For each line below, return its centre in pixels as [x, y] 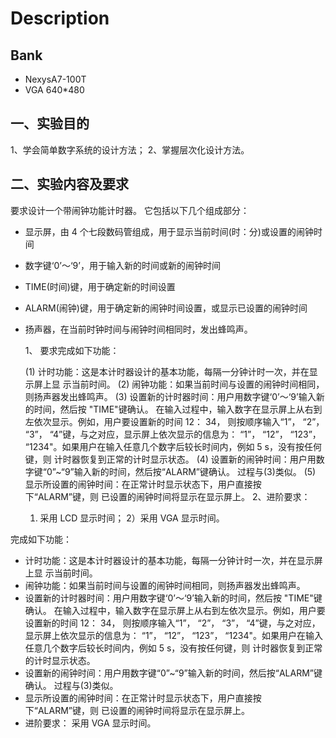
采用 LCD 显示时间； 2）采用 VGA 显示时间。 [132, 518]
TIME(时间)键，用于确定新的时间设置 [100, 286]
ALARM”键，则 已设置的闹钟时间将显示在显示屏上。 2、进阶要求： [174, 496]
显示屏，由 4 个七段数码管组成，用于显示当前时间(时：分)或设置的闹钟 [169, 231]
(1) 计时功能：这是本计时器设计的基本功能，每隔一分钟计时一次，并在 [167, 371]
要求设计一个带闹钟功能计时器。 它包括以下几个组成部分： [130, 210]
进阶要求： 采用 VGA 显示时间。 [90, 723]
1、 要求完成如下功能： [72, 350]
